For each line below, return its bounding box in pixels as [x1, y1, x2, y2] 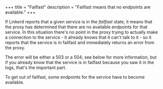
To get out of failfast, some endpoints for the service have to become [5, 74, 145, 80]
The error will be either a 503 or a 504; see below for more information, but [5, 54, 157, 60]
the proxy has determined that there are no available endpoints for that [5, 24, 148, 30]
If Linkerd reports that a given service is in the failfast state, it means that [5, 19, 153, 24]
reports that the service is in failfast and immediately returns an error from [5, 40, 155, 45]
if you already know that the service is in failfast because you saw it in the [5, 60, 154, 65]
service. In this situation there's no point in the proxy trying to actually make [5, 29, 158, 35]
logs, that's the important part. [5, 65, 67, 70]
